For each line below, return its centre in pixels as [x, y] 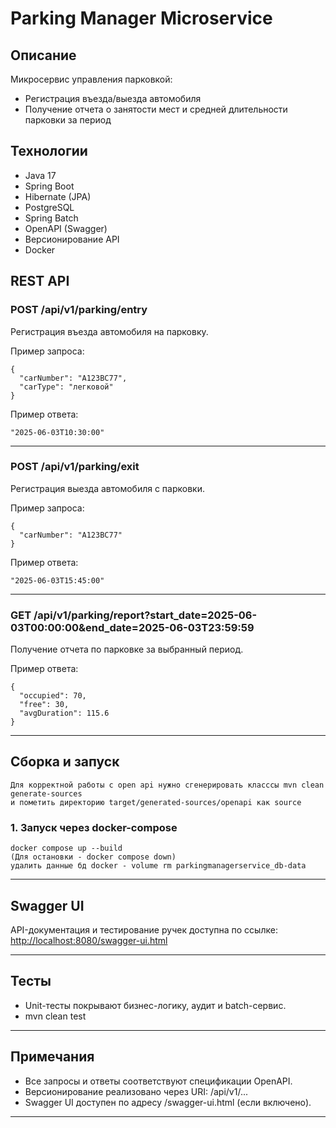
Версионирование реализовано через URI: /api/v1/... [136, 1091]
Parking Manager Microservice [141, 18]
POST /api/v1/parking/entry [79, 310]
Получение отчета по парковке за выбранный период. [127, 649]
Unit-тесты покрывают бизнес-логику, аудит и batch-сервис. [155, 1005]
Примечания [52, 1057]
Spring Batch [51, 218]
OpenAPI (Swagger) [66, 228]
